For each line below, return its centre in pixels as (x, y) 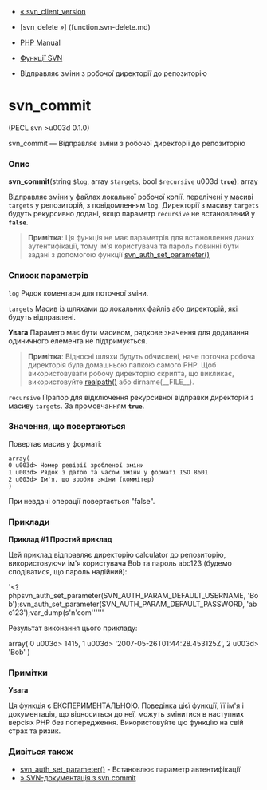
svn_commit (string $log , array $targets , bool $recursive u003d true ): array (133, 181)
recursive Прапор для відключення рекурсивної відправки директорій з (131, 397)
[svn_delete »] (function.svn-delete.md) (85, 27)
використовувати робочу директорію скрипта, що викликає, (131, 373)
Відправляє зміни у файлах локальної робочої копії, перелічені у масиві (131, 197)
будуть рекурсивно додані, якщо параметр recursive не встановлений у (132, 214)
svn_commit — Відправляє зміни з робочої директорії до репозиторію (127, 143)
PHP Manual (40, 42)
